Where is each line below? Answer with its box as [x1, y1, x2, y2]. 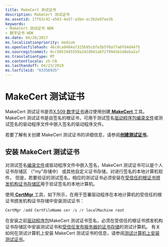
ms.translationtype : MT [5, 54, 55, 59]
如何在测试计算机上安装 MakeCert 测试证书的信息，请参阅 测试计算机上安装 [5, 230, 160, 236]
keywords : [5, 21, 26, 27]
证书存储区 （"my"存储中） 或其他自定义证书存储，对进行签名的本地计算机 [5, 168, 159, 174]
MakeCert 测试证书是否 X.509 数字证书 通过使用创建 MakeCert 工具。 [5, 108, 147, 114]
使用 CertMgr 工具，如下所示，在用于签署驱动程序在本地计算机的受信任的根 [5, 191, 162, 197]
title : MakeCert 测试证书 [5, 7, 57, 13]
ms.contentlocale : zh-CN [5, 59, 57, 64]
